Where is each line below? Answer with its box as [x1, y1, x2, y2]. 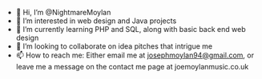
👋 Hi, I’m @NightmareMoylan [15, 8, 111, 17]
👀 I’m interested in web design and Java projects [15, 16, 177, 26]
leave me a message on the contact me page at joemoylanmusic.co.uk [15, 62, 249, 71]
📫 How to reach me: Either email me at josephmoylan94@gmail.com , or [15, 50, 255, 60]
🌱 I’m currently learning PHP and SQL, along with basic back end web [15, 25, 246, 34]
